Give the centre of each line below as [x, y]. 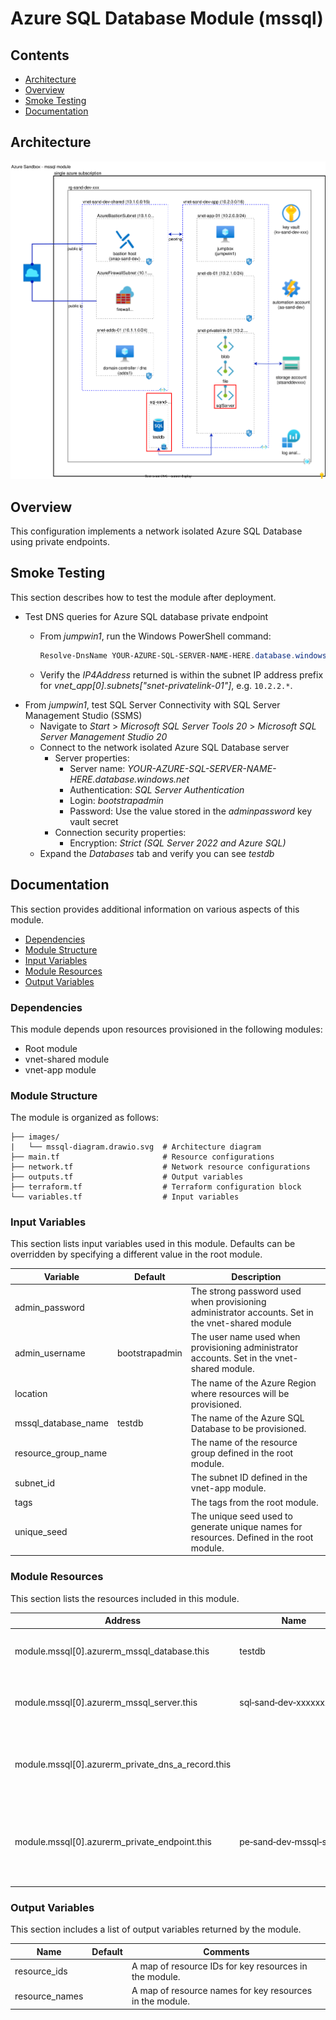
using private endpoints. [60, 542]
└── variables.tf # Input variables [125, 1197]
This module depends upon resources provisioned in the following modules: [166, 1029]
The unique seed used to [241, 1516]
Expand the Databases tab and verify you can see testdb [157, 853]
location [31, 1393]
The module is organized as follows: [85, 1118]
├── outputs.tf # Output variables [127, 1177]
